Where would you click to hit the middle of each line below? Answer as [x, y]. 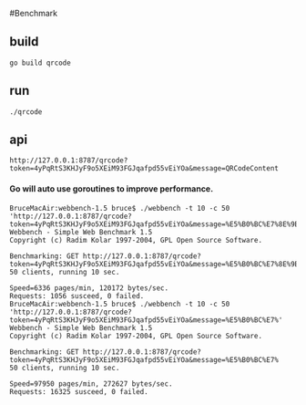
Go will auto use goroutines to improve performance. [112, 189]
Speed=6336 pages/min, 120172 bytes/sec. [89, 288]
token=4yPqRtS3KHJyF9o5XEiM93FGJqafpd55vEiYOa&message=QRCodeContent [144, 169]
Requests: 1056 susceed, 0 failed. [77, 296]
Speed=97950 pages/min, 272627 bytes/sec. [91, 384]
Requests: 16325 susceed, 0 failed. [79, 391]
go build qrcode [40, 63]
